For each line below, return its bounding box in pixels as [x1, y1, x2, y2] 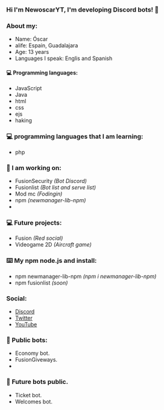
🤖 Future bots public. [6, 378, 68, 386]
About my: [6, 21, 38, 30]
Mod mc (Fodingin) [14, 190, 63, 197]
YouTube [14, 320, 37, 328]
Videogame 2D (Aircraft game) [14, 241, 92, 248]
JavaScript [14, 85, 42, 92]
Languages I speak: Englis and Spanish [14, 55, 113, 62]
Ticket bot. [14, 391, 42, 398]
